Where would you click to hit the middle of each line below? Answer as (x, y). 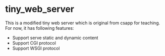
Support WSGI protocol (36, 48)
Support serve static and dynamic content (55, 38)
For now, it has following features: (40, 28)
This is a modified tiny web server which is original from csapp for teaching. (82, 23)
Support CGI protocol (34, 43)
